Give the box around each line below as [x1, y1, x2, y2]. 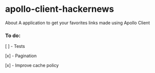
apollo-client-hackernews [5, 3, 115, 15]
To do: [5, 32, 21, 39]
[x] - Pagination [5, 53, 37, 59]
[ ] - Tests [5, 43, 25, 49]
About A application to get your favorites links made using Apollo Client [5, 20, 150, 26]
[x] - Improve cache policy [5, 63, 59, 69]
